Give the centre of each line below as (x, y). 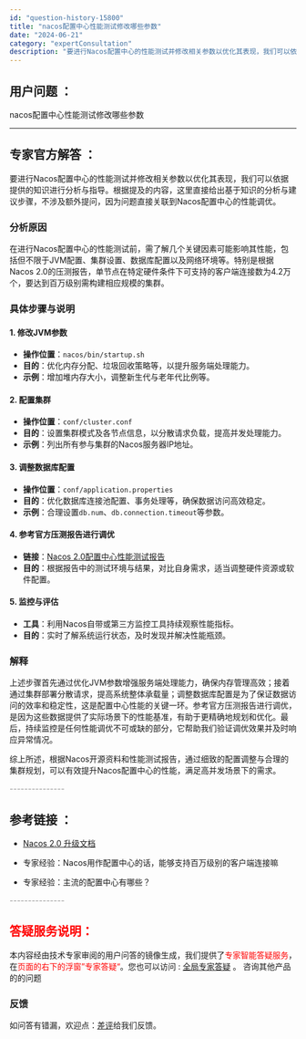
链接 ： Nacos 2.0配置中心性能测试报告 (94, 556)
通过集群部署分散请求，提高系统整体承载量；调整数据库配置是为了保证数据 (149, 694)
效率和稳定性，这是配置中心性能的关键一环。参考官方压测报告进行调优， (161, 706)
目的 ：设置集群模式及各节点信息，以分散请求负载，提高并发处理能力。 (154, 433)
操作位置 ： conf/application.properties (98, 489)
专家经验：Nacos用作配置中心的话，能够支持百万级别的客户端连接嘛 (150, 863)
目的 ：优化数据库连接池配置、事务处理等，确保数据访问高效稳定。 (146, 500)
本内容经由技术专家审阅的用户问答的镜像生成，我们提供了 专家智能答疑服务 (149, 955)
